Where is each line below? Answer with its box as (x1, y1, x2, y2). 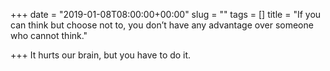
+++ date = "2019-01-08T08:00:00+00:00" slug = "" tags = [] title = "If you (10, 9, 322, 20)
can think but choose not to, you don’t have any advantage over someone (10, 19, 314, 31)
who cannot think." (10, 30, 88, 41)
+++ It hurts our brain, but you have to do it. (10, 49, 192, 61)
